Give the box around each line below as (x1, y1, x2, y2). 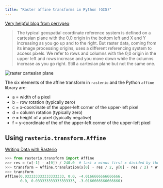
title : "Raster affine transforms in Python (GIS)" (5, 7, 112, 12)
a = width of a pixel (12, 94, 51, 100)
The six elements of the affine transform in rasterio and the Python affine (5, 79, 154, 85)
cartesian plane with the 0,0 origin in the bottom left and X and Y (16, 35, 147, 41)
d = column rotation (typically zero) (12, 110, 83, 115)
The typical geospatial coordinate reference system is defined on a (16, 30, 151, 35)
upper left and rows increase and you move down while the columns (16, 55, 154, 61)
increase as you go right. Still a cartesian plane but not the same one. (16, 61, 156, 66)
